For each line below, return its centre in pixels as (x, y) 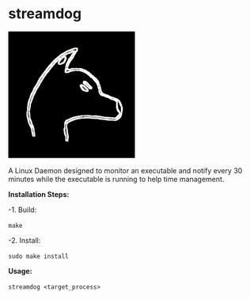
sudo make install (38, 256)
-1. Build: (23, 210)
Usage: (21, 271)
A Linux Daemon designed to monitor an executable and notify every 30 (125, 170)
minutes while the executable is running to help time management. (116, 179)
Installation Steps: (39, 194)
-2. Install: (25, 240)
